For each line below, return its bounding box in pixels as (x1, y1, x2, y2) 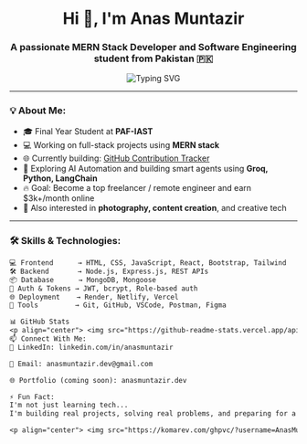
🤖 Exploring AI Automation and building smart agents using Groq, (22, 163, 269, 174)
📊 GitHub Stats (9, 317, 70, 327)
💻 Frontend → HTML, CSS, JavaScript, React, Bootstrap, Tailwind (9, 259, 287, 268)
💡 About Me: (9, 104, 67, 117)
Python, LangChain (22, 173, 98, 184)
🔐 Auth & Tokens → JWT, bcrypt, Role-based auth (9, 283, 198, 293)
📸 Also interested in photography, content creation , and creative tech (22, 202, 288, 213)
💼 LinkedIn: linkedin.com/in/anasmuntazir (9, 343, 174, 352)
